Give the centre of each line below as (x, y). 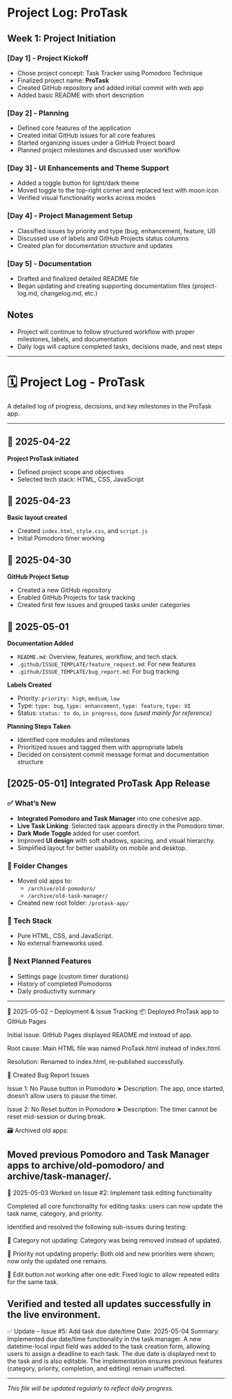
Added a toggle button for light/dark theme (78, 183)
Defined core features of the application (74, 128)
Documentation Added (40, 643)
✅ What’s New (32, 803)
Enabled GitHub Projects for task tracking (76, 597)
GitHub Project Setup (38, 577)
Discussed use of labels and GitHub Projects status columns (103, 238)
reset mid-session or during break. (56, 1117)
